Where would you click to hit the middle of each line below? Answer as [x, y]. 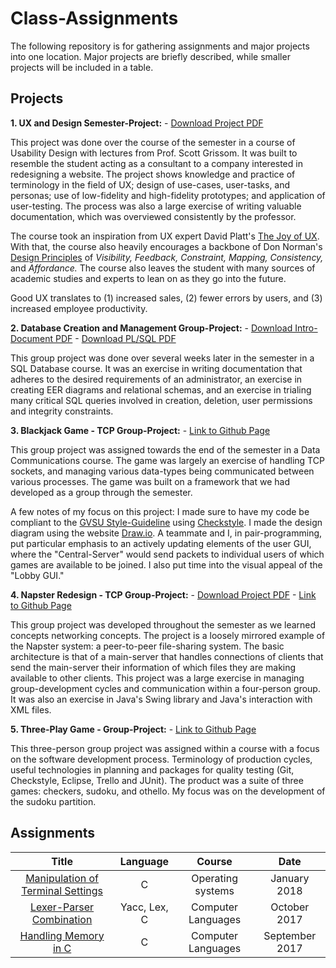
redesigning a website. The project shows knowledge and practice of [153, 174]
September [290, 935]
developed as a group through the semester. [101, 492]
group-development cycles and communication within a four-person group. [165, 688]
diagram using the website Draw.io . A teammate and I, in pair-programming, [166, 533]
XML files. [31, 709]
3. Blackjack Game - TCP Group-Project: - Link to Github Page [140, 430]
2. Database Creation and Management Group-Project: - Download [151, 328]
